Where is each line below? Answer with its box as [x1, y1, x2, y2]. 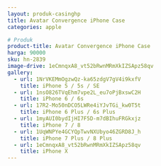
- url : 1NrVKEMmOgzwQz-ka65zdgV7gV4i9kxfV [13, 76, 141, 83]
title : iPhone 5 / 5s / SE [20, 82, 100, 89]
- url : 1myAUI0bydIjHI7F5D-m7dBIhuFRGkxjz [13, 115, 141, 122]
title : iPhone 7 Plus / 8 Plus [20, 135, 113, 142]
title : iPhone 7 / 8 [20, 121, 81, 129]
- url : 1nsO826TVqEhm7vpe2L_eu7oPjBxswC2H [13, 89, 141, 96]
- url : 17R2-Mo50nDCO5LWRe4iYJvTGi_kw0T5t [13, 102, 141, 109]
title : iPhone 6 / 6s [20, 95, 84, 102]
